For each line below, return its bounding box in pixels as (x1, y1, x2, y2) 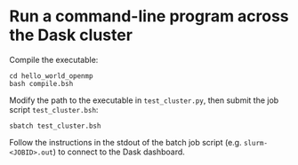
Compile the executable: (9, 54, 99, 65)
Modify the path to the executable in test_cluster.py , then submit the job (9, 95, 279, 106)
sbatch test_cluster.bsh (9, 122, 101, 130)
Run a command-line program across (9, 6, 289, 27)
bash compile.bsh (9, 79, 74, 88)
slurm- (243, 138, 269, 147)
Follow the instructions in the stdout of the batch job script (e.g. (9, 137, 242, 147)
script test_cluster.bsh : (9, 104, 99, 114)
